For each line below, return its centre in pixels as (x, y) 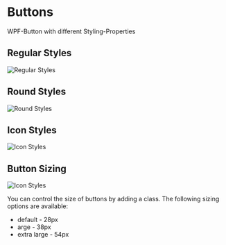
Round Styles (37, 92)
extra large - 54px (43, 235)
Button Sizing (37, 168)
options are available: (38, 206)
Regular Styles (40, 53)
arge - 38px (34, 227)
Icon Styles (32, 130)
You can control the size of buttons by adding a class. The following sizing (113, 199)
